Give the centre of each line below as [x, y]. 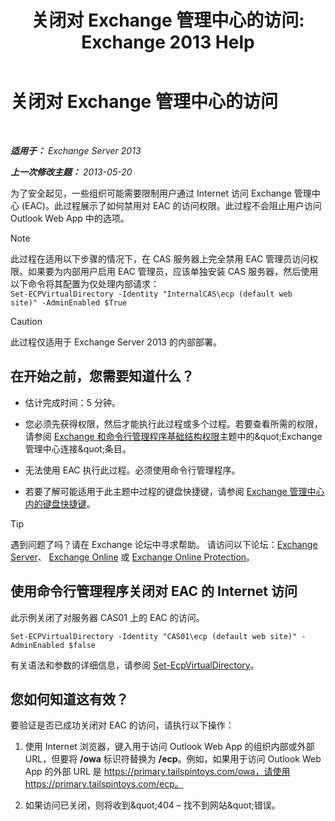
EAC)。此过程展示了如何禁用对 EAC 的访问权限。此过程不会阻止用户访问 [173, 205]
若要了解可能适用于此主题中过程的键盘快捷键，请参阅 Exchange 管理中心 [174, 491]
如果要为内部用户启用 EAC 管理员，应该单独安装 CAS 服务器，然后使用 [173, 271]
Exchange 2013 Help [168, 42]
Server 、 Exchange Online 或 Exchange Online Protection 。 [133, 557]
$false [82, 645]
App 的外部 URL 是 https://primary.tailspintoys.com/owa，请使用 [157, 772]
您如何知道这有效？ [69, 699]
